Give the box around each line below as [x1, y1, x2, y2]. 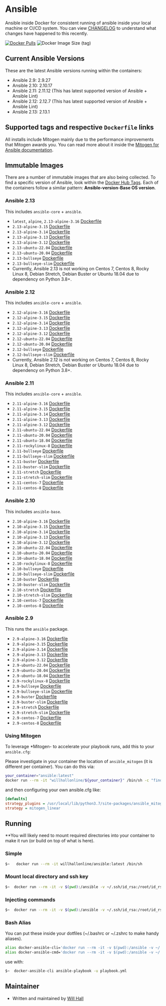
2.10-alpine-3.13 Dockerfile [12, 534, 70, 540]
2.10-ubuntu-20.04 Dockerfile [12, 549, 73, 556]
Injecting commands [5, 896, 56, 903]
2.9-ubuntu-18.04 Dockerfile [12, 672, 70, 678]
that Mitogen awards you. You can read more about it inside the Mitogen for [5, 141, 160, 147]
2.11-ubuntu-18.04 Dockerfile [12, 437, 73, 443]
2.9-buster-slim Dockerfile [12, 699, 68, 705]
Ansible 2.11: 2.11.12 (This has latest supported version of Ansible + [12, 88, 147, 94]
